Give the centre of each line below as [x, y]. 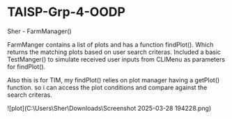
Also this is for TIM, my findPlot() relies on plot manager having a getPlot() [114, 80]
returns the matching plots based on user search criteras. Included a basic [114, 52]
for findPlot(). [26, 66]
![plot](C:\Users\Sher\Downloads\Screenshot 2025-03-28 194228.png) [109, 108]
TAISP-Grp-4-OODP [66, 12]
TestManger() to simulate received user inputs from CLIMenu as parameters [116, 59]
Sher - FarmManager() [39, 31]
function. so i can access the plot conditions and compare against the [107, 87]
